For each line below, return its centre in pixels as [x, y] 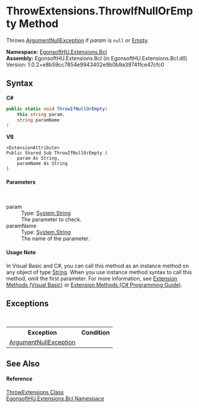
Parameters [21, 182]
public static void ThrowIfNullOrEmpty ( [57, 109]
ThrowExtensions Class [35, 392]
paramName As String [42, 164]
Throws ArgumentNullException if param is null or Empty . [77, 40]
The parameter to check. [52, 220]
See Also [23, 363]
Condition [96, 333]
